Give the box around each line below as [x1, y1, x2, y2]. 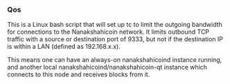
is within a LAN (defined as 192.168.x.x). [7, 43, 121, 51]
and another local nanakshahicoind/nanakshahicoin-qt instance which [7, 63, 208, 72]
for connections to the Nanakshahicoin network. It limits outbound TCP [7, 28, 210, 36]
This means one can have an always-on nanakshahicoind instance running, [7, 56, 222, 64]
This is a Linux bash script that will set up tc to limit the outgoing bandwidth [7, 21, 223, 29]
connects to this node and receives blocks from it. [7, 70, 150, 78]
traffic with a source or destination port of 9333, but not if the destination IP [7, 35, 224, 43]
